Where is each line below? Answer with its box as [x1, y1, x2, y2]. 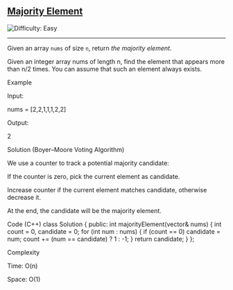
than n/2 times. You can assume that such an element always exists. [7, 65, 202, 73]
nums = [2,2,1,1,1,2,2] [7, 105, 67, 113]
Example [7, 78, 33, 86]
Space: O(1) [7, 275, 41, 283]
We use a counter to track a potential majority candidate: [7, 159, 170, 167]
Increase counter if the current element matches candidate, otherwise [7, 185, 207, 194]
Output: [7, 118, 29, 127]
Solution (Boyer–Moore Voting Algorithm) [7, 145, 125, 153]
